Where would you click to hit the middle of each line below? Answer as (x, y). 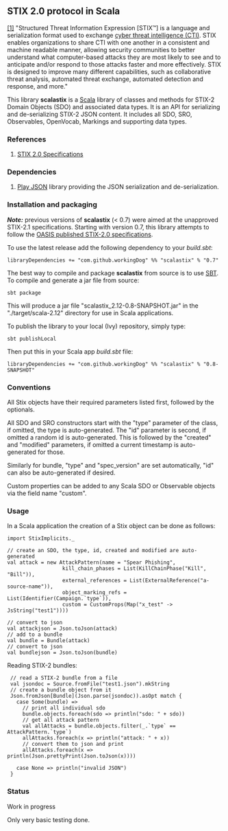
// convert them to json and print (73, 744)
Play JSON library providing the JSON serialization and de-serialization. (118, 187)
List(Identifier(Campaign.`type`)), (59, 599)
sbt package (24, 293)
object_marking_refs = (94, 593)
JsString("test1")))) (38, 611)
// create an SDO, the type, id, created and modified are (93, 551)
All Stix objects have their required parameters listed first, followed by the (111, 402)
